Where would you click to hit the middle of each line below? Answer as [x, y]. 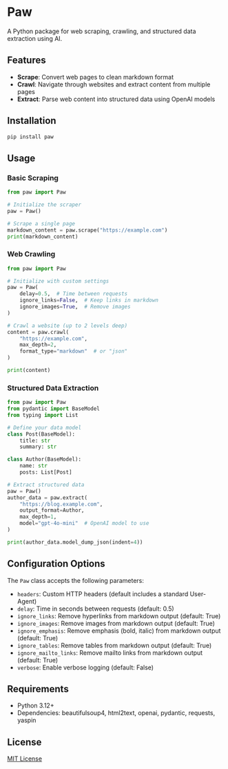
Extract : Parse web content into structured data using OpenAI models [116, 99]
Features [27, 61]
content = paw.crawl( [38, 332]
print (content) [29, 371]
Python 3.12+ [35, 705]
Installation [32, 121]
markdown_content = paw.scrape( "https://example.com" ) [87, 230]
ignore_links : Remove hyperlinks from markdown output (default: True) [119, 615]
